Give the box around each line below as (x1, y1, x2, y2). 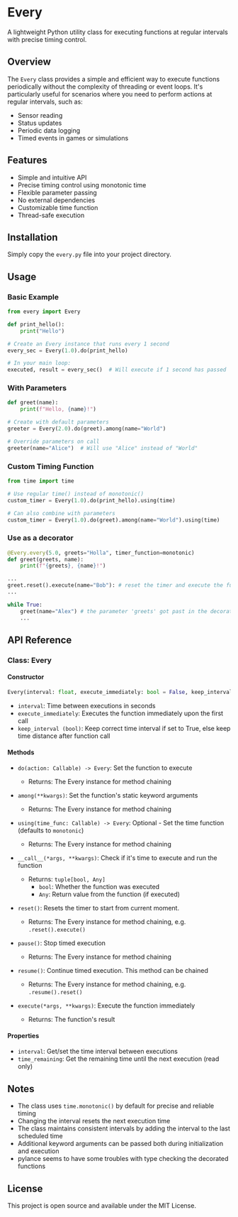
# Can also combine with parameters (7, 510, 115, 517)
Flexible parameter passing (17, 188, 97, 197)
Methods (7, 748, 35, 756)
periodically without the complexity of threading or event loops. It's (7, 82, 203, 91)
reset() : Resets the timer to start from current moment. (17, 904, 179, 913)
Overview (7, 56, 52, 68)
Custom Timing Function (7, 461, 94, 471)
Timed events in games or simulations (17, 133, 129, 142)
